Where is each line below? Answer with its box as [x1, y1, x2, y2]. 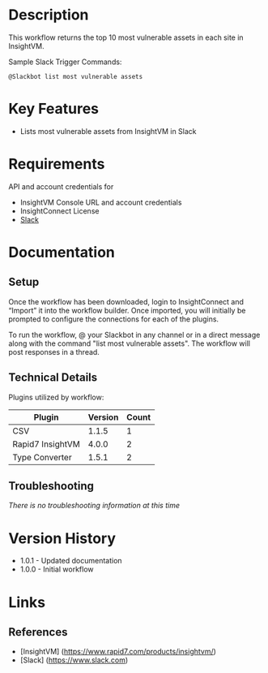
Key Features [8, 100, 100, 119]
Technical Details [8, 371, 98, 385]
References [8, 625, 68, 639]
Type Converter [12, 451, 72, 463]
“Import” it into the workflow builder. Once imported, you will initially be [8, 305, 246, 315]
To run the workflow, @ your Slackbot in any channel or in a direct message [8, 330, 261, 339]
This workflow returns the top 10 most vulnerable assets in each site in [8, 32, 245, 42]
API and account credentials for [8, 181, 114, 192]
